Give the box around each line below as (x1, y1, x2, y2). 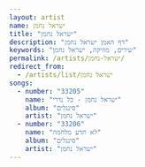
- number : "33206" (17, 120, 86, 129)
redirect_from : (9, 63, 65, 72)
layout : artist (9, 12, 65, 22)
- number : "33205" (17, 87, 86, 95)
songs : (9, 79, 34, 87)
